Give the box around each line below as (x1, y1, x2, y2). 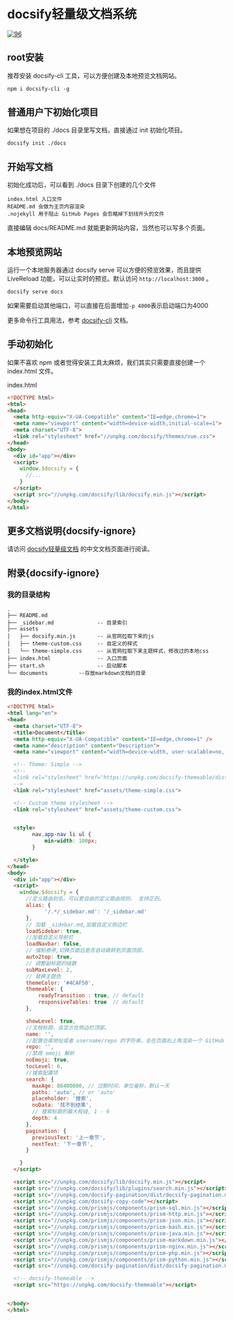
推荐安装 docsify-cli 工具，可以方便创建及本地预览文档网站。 (7, 71, 181, 80)
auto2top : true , (25, 954, 73, 961)
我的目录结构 (7, 589, 51, 599)
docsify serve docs (7, 288, 64, 295)
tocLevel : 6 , (25, 1063, 64, 1070)
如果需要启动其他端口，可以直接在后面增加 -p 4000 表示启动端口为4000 (7, 301, 209, 309)
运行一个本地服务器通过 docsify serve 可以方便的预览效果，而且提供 (7, 266, 202, 274)
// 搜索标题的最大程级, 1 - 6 (32, 1108, 110, 1116)
